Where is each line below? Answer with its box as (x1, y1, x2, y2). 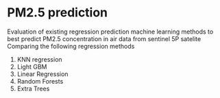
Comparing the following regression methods (7, 42, 135, 50)
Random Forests (16, 77, 64, 85)
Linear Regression (16, 70, 69, 78)
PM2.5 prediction (7, 5, 108, 21)
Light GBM (16, 62, 47, 71)
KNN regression (16, 55, 63, 63)
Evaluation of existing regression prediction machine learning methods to (7, 27, 214, 36)
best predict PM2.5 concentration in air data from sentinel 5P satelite (7, 34, 201, 42)
